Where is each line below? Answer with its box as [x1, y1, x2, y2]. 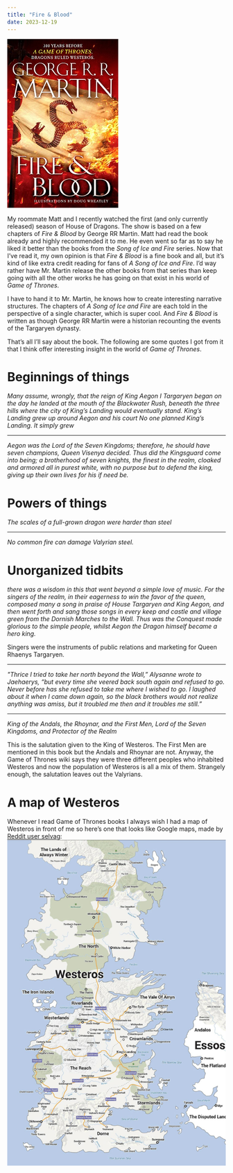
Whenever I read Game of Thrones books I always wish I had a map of [7, 818, 208, 826]
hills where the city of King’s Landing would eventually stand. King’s [7, 407, 202, 415]
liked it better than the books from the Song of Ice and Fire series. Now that [7, 244, 223, 253]
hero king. [7, 630, 36, 638]
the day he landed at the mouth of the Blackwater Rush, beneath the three [7, 399, 221, 407]
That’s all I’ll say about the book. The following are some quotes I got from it [7, 337, 224, 346]
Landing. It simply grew [7, 421, 74, 430]
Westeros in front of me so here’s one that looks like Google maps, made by [7, 825, 223, 833]
